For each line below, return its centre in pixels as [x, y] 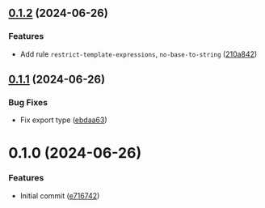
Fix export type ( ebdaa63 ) [63, 120]
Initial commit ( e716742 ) [60, 195]
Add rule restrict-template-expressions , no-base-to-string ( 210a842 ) [139, 54]
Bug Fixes [28, 102]
